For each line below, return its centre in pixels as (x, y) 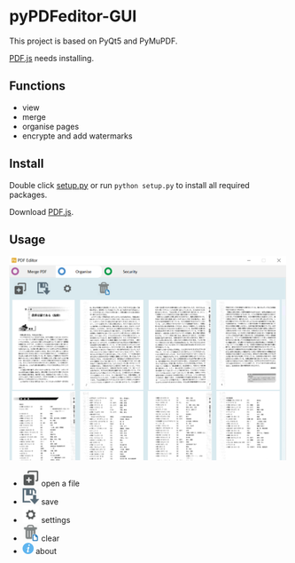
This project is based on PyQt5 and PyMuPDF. (93, 41)
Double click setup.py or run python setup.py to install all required (129, 185)
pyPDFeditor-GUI (73, 16)
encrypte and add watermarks (77, 136)
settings (56, 520)
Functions (38, 86)
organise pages (50, 126)
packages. (28, 194)
